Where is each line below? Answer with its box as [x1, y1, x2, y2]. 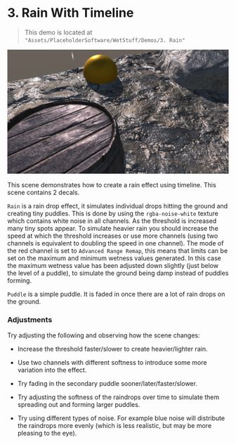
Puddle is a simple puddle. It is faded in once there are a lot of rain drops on [7, 290, 225, 299]
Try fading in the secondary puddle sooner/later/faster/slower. [17, 379, 198, 387]
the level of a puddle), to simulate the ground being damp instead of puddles [7, 269, 229, 278]
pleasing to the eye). [17, 429, 77, 437]
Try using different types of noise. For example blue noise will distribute [17, 414, 225, 422]
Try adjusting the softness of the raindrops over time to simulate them [17, 393, 220, 401]
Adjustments [7, 315, 53, 325]
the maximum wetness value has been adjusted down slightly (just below [7, 262, 219, 270]
